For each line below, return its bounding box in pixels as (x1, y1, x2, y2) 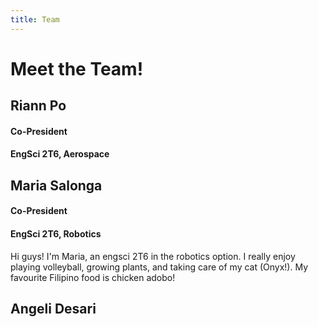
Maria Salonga (10, 177, 103, 194)
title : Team (10, 14, 60, 25)
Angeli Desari (10, 300, 97, 317)
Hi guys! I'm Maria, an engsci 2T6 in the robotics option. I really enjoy (10, 250, 296, 262)
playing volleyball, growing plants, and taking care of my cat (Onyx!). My (10, 261, 309, 273)
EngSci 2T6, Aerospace (10, 148, 110, 160)
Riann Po (10, 97, 67, 115)
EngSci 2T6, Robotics (10, 227, 102, 240)
